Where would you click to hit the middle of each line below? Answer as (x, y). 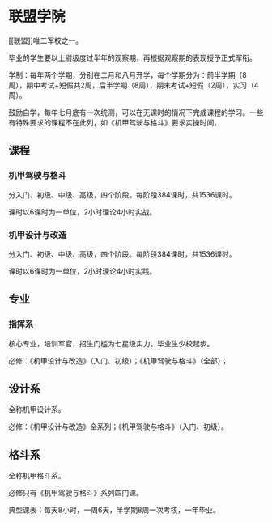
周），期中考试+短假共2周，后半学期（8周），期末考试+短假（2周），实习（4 (134, 85)
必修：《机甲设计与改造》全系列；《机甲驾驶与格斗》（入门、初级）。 (118, 427)
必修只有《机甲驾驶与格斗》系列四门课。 (76, 493)
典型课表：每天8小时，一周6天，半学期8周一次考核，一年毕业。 (115, 510)
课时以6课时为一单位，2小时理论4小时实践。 (83, 271)
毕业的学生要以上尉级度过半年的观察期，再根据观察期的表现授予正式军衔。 (132, 57)
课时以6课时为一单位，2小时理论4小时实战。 (83, 212)
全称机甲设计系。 (37, 410)
